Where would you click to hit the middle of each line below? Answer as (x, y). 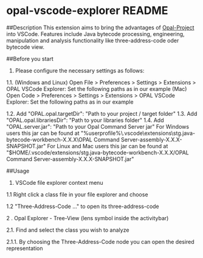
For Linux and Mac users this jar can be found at (108, 146)
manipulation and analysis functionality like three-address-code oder (93, 40)
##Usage (18, 171)
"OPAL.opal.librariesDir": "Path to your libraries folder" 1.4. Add (85, 120)
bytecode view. (25, 47)
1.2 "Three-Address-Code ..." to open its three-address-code (83, 206)
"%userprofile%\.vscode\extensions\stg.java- (138, 133)
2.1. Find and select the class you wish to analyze (68, 230)
